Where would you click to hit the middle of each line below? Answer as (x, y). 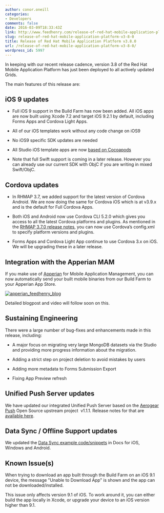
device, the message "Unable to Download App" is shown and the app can (80, 480)
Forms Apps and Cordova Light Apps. (50, 121)
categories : (17, 14)
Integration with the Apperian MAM (60, 262)
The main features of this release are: (43, 84)
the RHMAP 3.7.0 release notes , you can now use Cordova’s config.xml (83, 227)
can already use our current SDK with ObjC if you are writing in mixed (82, 164)
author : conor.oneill (27, 10)
